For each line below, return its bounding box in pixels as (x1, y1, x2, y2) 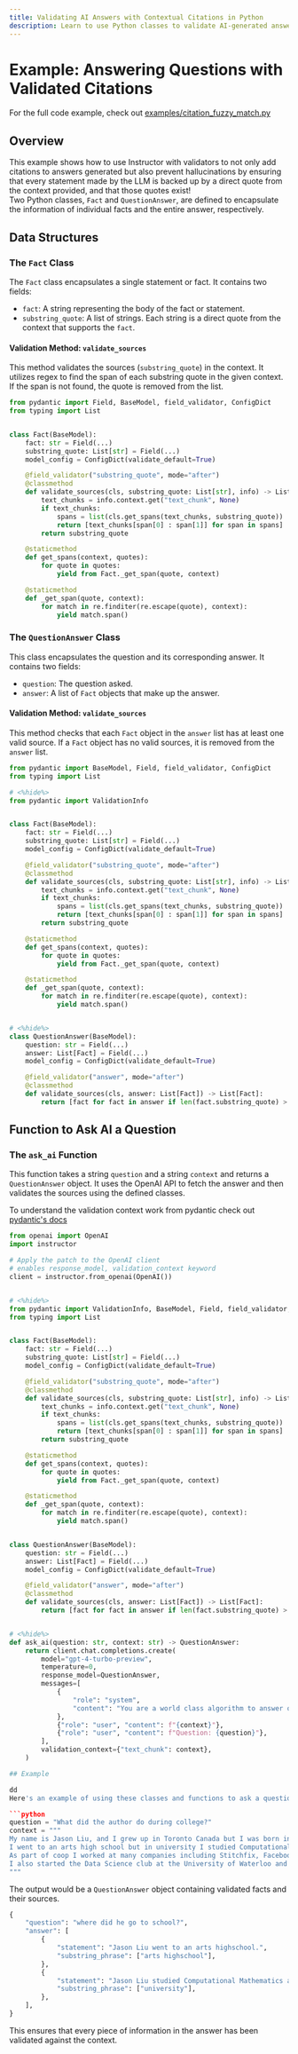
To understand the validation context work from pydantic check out (9, 1205, 255, 1216)
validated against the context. (9, 2034, 118, 2045)
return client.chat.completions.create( (25, 1646, 176, 1655)
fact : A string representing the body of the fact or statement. (21, 303, 246, 313)
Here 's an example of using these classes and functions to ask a (9, 1794, 260, 1803)
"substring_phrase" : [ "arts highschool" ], (56, 1951, 216, 1960)
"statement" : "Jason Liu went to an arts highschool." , (56, 1943, 268, 1953)
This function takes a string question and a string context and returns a (9, 1169, 270, 1180)
